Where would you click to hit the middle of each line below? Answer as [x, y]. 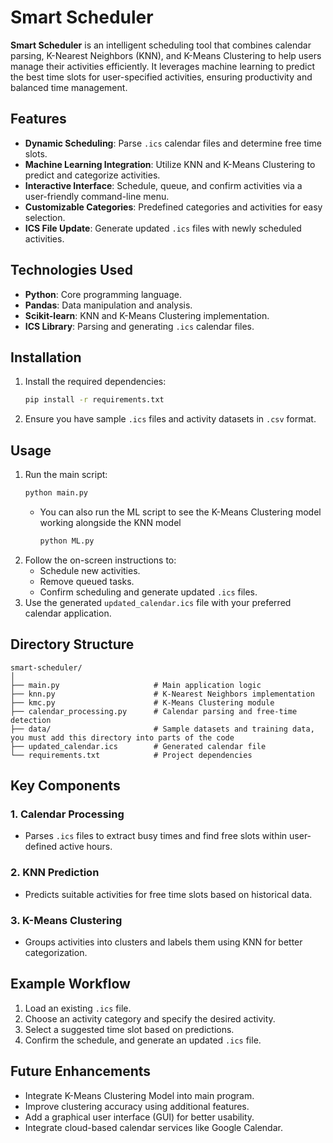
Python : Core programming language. [103, 294]
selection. [45, 217]
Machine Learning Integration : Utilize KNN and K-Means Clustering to [170, 164]
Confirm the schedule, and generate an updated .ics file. [143, 1040]
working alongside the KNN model [110, 522]
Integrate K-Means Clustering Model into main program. [139, 1095]
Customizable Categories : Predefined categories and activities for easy [173, 207]
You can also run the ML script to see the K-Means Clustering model [180, 512]
